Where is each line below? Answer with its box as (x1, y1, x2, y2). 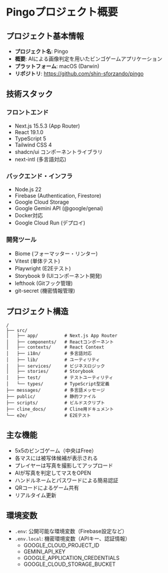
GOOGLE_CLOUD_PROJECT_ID (23, 542, 99, 549)
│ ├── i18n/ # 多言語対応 (6, 351, 92, 357)
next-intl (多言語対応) (14, 156, 67, 163)
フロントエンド (6, 108, 49, 116)
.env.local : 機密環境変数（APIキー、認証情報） (14, 535, 131, 542)
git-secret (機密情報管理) (14, 287, 75, 295)
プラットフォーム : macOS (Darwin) (14, 63, 99, 69)
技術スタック (6, 89, 53, 99)
